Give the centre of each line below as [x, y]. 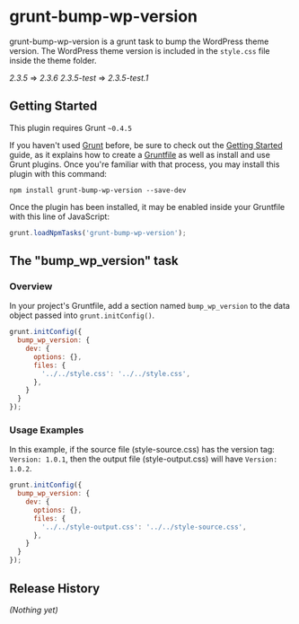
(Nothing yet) [34, 610]
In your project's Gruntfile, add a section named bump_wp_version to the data [149, 306]
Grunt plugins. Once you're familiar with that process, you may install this [145, 164]
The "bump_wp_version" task [94, 261]
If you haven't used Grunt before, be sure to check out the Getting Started [146, 145]
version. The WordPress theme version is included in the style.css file [140, 50]
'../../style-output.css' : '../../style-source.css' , [144, 527]
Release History [55, 589]
